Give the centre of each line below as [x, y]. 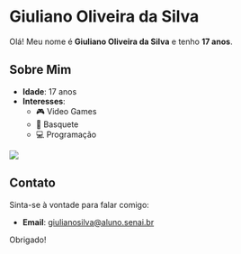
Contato [32, 183]
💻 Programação [66, 134]
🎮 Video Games [66, 111]
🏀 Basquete [57, 124]
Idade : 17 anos [49, 91]
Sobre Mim [40, 70]
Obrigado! [28, 240]
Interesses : [44, 101]
